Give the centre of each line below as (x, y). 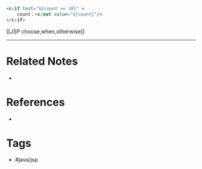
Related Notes (42, 61)
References (35, 102)
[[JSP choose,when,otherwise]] (46, 31)
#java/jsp (26, 160)
